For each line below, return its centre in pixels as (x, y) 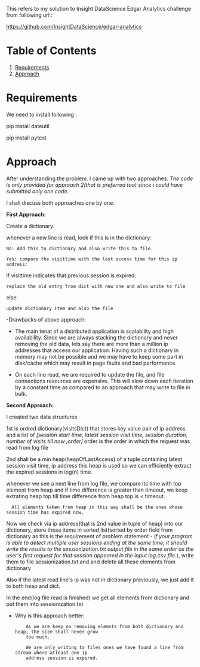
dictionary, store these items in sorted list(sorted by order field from (90, 530)
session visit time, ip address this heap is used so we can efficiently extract (99, 465)
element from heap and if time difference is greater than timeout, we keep (97, 490)
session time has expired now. (45, 512)
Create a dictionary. (30, 226)
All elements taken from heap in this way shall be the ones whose (97, 507)
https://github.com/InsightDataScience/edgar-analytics (74, 27)
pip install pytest (26, 138)
